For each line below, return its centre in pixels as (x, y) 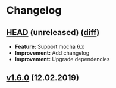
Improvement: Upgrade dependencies (62, 59)
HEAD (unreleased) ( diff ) (53, 32)
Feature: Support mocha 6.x (49, 46)
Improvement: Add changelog (52, 53)
